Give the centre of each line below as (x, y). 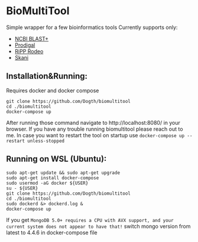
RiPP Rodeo (29, 51)
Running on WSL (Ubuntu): (56, 159)
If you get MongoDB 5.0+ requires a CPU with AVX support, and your (90, 220)
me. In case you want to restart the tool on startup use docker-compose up (95, 135)
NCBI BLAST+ (32, 38)
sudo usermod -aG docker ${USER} (47, 183)
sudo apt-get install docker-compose (53, 178)
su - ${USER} (22, 188)
